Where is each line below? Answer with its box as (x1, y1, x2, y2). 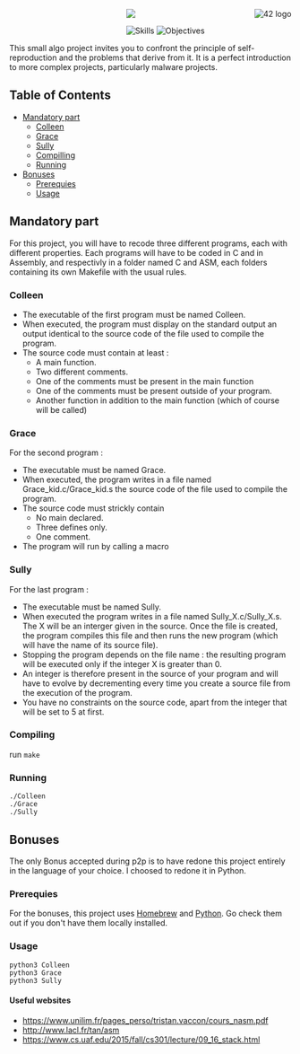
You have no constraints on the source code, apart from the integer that (21, 697, 287, 707)
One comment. (35, 531, 91, 542)
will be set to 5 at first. (21, 706, 105, 717)
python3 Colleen (9, 961, 70, 970)
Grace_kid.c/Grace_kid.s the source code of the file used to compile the (21, 484, 288, 495)
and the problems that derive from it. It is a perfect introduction (58, 52, 292, 63)
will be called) (35, 404, 88, 415)
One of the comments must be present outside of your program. (35, 385, 273, 396)
